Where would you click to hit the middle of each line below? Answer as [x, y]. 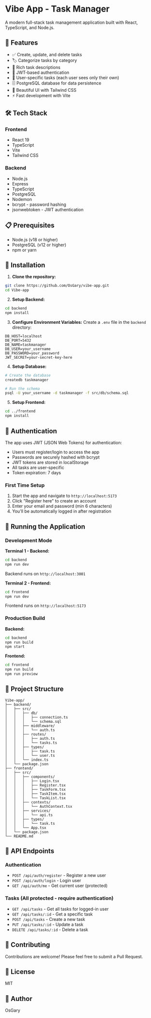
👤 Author [19, 999]
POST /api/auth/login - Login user [46, 881]
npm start [15, 647]
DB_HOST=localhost [23, 336]
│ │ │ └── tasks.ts [31, 743]
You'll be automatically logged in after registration [61, 511]
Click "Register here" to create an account [54, 501]
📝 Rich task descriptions [36, 67]
